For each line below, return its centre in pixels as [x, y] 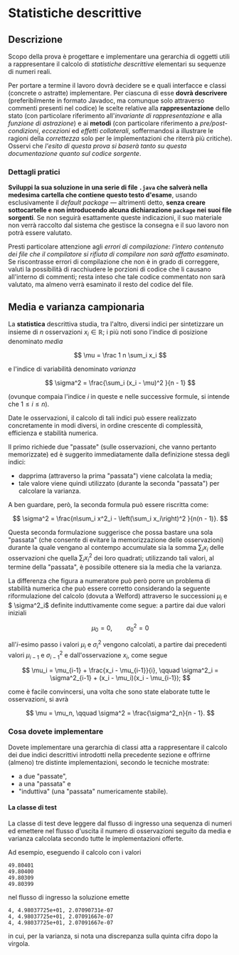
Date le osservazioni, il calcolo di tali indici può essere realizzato [102, 417]
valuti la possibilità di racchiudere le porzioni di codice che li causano [110, 269]
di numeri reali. [30, 72]
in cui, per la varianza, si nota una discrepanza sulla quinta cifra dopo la [113, 936]
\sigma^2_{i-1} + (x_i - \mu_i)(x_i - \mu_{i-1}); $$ [120, 678]
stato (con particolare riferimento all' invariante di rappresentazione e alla [115, 116]
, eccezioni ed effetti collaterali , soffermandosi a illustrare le [126, 131]
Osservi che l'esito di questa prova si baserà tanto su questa [97, 146]
